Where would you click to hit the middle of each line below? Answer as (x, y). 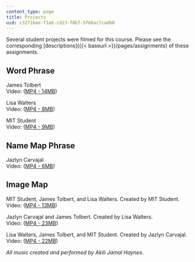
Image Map (27, 185)
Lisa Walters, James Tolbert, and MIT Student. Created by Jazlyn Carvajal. (97, 234)
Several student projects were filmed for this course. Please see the (89, 40)
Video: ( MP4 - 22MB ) (32, 241)
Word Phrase (30, 71)
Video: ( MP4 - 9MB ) (30, 127)
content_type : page (30, 12)
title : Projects (26, 17)
